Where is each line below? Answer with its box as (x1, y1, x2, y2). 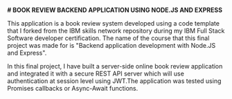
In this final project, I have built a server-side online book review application (7, 62, 223, 70)
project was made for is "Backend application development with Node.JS (7, 42, 216, 49)
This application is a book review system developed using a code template (7, 19, 220, 27)
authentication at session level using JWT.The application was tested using (7, 77, 222, 85)
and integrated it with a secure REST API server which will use (7, 69, 185, 78)
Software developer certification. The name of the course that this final (7, 34, 210, 42)
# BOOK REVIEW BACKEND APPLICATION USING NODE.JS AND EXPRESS (7, 6, 223, 14)
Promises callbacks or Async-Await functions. (7, 84, 139, 92)
